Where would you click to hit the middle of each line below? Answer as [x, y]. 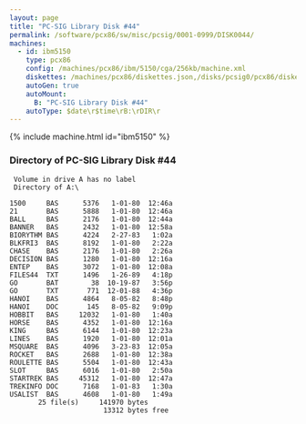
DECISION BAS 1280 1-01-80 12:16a [91, 259]
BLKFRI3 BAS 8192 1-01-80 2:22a [91, 243]
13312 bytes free [136, 410]
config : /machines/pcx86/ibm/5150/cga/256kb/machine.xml [136, 69]
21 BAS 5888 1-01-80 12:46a [91, 211]
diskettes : [46, 77]
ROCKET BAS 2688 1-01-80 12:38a [91, 354]
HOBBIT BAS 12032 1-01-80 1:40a [91, 315]
